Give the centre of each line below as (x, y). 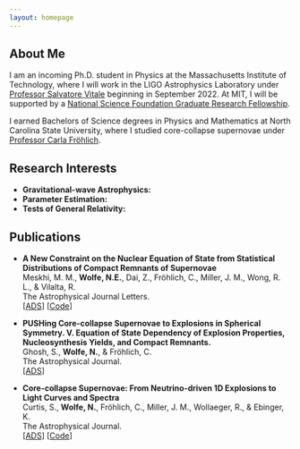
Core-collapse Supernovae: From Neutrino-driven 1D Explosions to (149, 388)
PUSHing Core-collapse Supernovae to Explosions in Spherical (141, 324)
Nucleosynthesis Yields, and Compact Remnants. (116, 343)
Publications (45, 237)
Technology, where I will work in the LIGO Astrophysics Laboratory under (144, 85)
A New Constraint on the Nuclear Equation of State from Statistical (149, 258)
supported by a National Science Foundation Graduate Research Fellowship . (150, 104)
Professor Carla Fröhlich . (55, 140)
